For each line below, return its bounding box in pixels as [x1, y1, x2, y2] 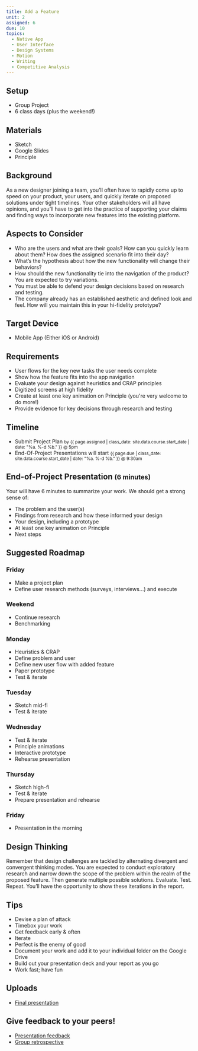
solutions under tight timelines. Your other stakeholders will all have [6, 199, 170, 206]
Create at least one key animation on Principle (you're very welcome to [14, 392, 187, 399]
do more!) [14, 399, 39, 406]
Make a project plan [14, 579, 63, 586]
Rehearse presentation [14, 755, 70, 763]
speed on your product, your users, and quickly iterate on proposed [6, 192, 171, 199]
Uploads [6, 983, 38, 993]
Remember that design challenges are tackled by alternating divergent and [6, 858, 188, 865]
